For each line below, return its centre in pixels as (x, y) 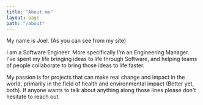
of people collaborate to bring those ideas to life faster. (76, 65)
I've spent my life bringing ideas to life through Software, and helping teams (102, 59)
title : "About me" (30, 12)
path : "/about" (26, 23)
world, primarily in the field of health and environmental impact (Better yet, (100, 84)
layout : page (23, 18)
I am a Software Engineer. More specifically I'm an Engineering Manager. (98, 52)
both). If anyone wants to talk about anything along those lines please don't (101, 90)
